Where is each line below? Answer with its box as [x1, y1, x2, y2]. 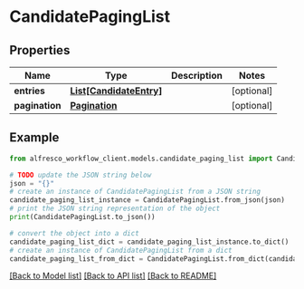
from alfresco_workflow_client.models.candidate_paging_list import [9, 154, 273, 163]
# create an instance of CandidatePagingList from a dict [9, 246, 233, 255]
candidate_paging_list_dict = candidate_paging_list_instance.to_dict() [9, 237, 290, 246]
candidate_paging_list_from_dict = [9, 254, 144, 264]
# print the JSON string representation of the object [9, 204, 221, 214]
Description [170, 70, 223, 82]
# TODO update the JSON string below [9, 170, 152, 179]
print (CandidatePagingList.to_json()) [9, 213, 156, 222]
